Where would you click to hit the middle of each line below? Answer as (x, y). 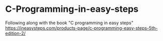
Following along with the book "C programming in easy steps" (69, 23)
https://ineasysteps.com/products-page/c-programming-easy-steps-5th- (81, 28)
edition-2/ (16, 33)
